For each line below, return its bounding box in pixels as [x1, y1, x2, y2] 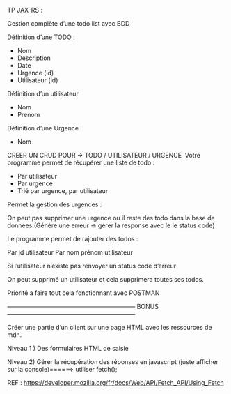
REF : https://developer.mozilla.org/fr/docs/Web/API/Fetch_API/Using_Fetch [7, 379, 224, 386]
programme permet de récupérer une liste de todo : [7, 158, 155, 167]
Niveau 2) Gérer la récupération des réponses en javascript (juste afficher [7, 358, 219, 365]
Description [17, 54, 51, 62]
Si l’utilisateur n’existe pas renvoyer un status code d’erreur [7, 262, 176, 270]
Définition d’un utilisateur [7, 90, 79, 98]
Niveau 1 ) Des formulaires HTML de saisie [7, 344, 129, 352]
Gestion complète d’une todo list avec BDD [7, 20, 130, 27]
